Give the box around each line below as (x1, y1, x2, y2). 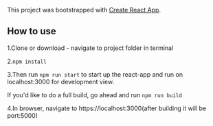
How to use (7, 25, 56, 37)
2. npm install (7, 57, 47, 65)
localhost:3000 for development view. (7, 77, 115, 86)
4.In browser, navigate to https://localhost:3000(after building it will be (7, 104, 207, 112)
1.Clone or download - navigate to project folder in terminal (7, 44, 174, 52)
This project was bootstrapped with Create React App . (7, 6, 161, 14)
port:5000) (7, 111, 38, 119)
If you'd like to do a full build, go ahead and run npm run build (7, 90, 182, 99)
